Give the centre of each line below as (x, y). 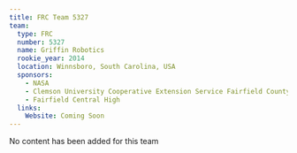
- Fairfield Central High (73, 99)
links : (29, 108)
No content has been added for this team (84, 142)
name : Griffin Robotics (61, 50)
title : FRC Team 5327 (49, 17)
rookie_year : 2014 (51, 58)
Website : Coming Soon (65, 116)
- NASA (37, 83)
